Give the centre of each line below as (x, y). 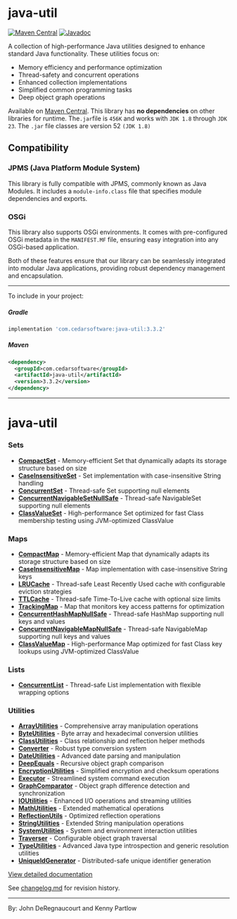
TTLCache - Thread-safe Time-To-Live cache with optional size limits (119, 599)
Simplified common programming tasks (75, 90)
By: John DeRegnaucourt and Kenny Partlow (72, 908)
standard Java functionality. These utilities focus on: (84, 54)
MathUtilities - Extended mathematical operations (91, 808)
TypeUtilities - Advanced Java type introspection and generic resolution (123, 846)
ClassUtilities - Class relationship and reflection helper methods (111, 741)
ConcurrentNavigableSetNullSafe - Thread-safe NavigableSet (109, 498)
